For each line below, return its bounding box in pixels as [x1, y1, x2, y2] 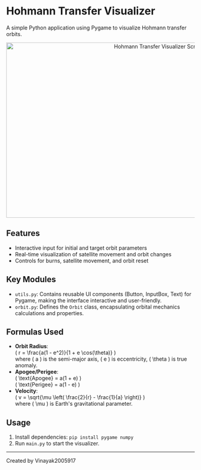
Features [6, 228, 40, 238]
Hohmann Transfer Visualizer [6, 4, 156, 18]
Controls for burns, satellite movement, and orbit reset [14, 257, 149, 264]
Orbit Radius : [14, 343, 49, 350]
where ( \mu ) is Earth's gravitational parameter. [14, 400, 133, 408]
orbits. [6, 30, 22, 37]
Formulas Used [6, 327, 64, 337]
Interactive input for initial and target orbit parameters [14, 244, 148, 252]
